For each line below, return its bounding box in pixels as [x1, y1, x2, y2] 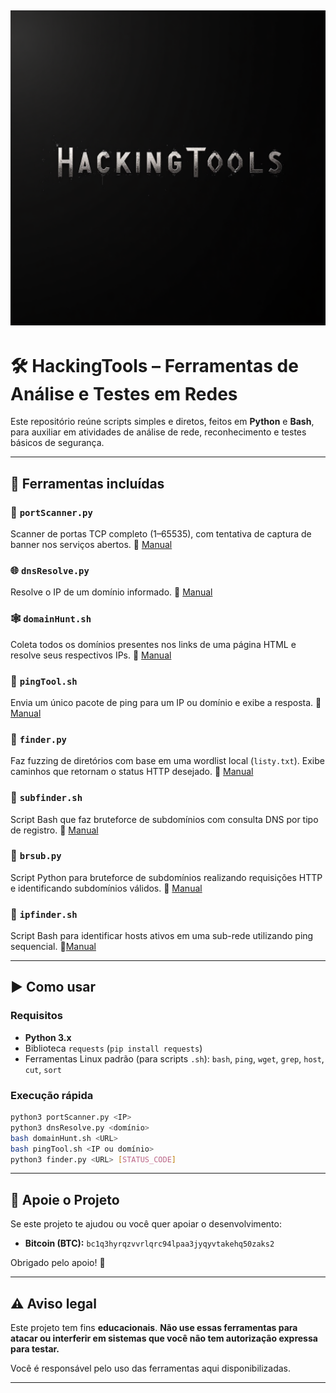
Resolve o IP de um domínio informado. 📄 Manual [10, 586, 213, 598]
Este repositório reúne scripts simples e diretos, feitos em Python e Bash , [10, 416, 315, 428]
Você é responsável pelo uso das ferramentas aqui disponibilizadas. [10, 1362, 292, 1375]
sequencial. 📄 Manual [10, 941, 97, 953]
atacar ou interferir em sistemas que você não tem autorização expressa [10, 1332, 318, 1345]
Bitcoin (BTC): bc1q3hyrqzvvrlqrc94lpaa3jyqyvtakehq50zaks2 [24, 1237, 275, 1250]
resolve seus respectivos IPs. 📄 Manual [10, 649, 172, 661]
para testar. [10, 1343, 60, 1355]
